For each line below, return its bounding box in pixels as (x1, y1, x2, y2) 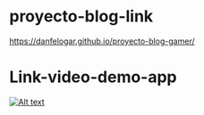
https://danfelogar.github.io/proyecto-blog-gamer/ (9, 36, 195, 46)
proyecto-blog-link (9, 6, 154, 27)
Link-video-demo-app (9, 67, 177, 87)
